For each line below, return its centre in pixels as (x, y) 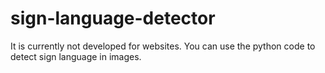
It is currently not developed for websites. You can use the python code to (163, 46)
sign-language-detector (113, 18)
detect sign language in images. (76, 56)
